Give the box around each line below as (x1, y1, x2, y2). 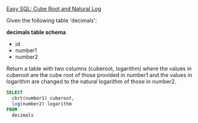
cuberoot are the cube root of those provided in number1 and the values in (6, 71, 193, 78)
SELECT (6, 90, 23, 96)
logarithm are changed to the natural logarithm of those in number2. (6, 78, 177, 85)
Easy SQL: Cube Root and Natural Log (6, 5, 101, 12)
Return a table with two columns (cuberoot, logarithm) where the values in (6, 65, 192, 72)
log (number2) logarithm (12, 101, 72, 107)
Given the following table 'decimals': (6, 17, 97, 24)
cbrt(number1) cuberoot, (12, 95, 75, 101)
